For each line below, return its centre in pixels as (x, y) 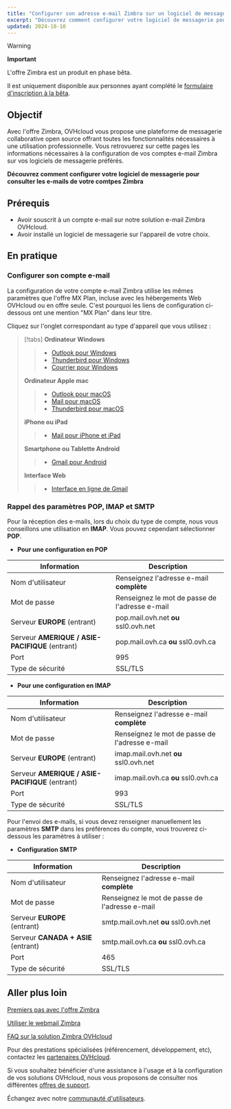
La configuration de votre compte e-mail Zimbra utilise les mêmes (100, 291)
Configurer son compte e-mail (58, 276)
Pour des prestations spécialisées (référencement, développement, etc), (109, 1049)
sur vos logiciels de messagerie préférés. (65, 161)
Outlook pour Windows (84, 353)
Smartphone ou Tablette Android (72, 448)
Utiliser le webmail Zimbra (44, 1023)
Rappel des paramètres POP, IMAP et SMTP (81, 506)
